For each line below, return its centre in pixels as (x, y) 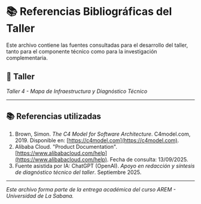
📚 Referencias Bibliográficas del (89, 12)
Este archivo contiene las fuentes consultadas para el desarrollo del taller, (97, 45)
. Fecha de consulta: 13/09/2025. (147, 159)
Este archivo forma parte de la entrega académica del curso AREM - (91, 189)
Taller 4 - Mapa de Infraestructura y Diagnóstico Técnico (77, 91)
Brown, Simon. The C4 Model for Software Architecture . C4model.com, (103, 134)
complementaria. (27, 58)
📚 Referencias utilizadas (54, 117)
